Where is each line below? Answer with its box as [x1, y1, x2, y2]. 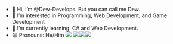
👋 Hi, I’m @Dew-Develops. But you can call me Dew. [11, 6, 140, 12]
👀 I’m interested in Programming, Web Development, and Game [11, 12, 168, 19]
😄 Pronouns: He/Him [11, 32, 64, 39]
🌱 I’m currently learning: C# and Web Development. [11, 24, 138, 32]
